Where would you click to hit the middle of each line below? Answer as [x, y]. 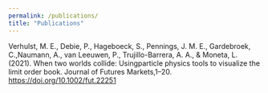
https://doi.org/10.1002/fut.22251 [62, 80]
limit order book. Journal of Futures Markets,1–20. [90, 71]
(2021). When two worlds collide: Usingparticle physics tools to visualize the [134, 63]
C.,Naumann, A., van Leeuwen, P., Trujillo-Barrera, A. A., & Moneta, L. [123, 55]
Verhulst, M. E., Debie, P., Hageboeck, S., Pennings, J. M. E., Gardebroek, [130, 46]
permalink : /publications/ [53, 16]
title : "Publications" [46, 23]
